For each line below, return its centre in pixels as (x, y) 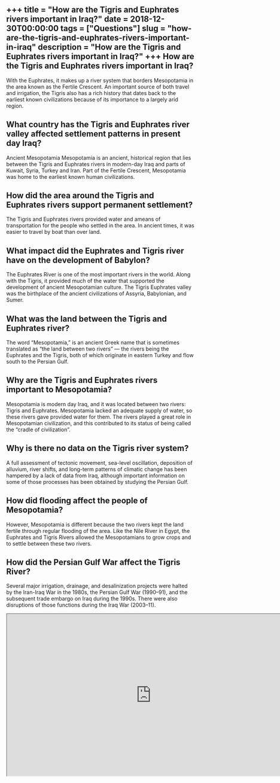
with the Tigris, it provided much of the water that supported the (85, 281)
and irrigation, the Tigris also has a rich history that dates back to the (91, 93)
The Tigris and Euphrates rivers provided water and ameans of (83, 219)
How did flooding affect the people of (77, 501)
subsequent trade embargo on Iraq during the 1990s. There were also (92, 599)
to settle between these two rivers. (49, 543)
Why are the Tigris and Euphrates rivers (82, 380)
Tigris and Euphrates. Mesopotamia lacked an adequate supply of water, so (99, 410)
